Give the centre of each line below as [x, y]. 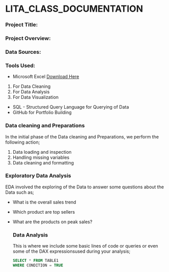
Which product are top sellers [44, 212]
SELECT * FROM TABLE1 [36, 261]
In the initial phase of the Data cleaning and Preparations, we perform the [82, 137]
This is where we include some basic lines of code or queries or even [85, 246]
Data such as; [20, 192]
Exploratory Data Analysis [38, 176]
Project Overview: [28, 39]
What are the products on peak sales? [52, 222]
